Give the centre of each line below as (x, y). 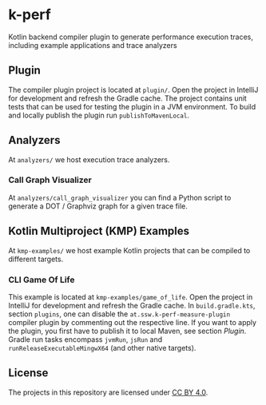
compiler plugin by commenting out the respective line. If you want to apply (133, 322)
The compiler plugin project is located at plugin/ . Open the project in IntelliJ (133, 89)
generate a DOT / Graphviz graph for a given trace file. (98, 206)
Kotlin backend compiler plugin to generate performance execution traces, (131, 37)
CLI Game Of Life (42, 280)
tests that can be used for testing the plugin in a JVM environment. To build (132, 106)
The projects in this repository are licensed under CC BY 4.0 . (108, 392)
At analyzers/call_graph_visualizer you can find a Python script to (120, 197)
